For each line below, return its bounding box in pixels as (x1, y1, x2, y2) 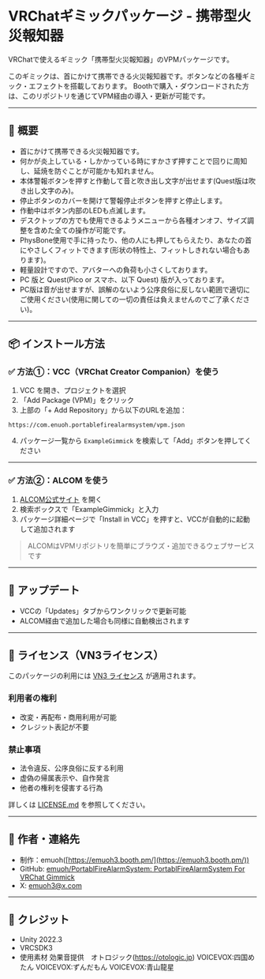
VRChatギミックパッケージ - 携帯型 (8, 7, 238, 25)
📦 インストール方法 (8, 337, 105, 351)
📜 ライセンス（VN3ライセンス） (8, 649, 164, 662)
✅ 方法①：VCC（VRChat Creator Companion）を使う (8, 367, 219, 378)
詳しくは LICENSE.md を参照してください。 (8, 800, 150, 809)
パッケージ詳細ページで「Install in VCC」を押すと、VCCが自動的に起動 (19, 514, 251, 524)
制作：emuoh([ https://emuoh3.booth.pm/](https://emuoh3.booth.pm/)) (19, 855, 250, 864)
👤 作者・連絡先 (8, 833, 80, 846)
